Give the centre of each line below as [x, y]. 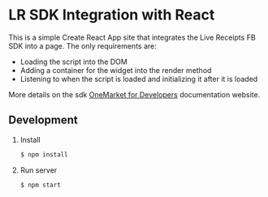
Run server [39, 170]
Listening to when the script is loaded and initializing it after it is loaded [139, 79]
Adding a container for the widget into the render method [116, 70]
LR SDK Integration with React [112, 15]
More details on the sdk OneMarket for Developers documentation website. [134, 94]
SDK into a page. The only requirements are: [82, 45]
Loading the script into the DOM [73, 62]
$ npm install [44, 154]
